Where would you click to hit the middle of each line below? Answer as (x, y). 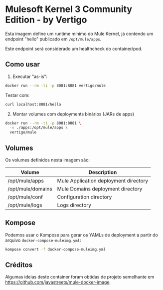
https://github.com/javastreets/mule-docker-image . (58, 282)
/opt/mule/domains (30, 188)
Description (103, 172)
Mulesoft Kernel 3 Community (69, 9)
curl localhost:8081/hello (33, 104)
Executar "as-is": (30, 76)
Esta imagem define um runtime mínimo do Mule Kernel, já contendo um (79, 33)
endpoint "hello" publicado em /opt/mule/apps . (53, 39)
